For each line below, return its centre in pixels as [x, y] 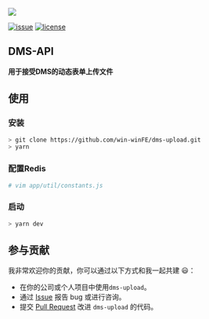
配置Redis [27, 169]
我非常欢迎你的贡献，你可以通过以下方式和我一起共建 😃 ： [102, 270]
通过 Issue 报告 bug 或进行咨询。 [72, 297]
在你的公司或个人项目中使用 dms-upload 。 [85, 288]
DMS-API [31, 51]
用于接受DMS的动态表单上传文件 [61, 71]
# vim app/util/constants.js [56, 185]
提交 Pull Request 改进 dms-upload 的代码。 [88, 307]
